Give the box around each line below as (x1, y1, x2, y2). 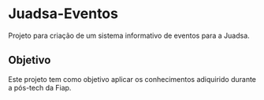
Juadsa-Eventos (8, 5, 118, 23)
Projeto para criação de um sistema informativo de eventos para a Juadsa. (8, 31, 250, 40)
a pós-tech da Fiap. (8, 83, 72, 92)
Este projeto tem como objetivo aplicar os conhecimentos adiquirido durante (8, 74, 257, 83)
